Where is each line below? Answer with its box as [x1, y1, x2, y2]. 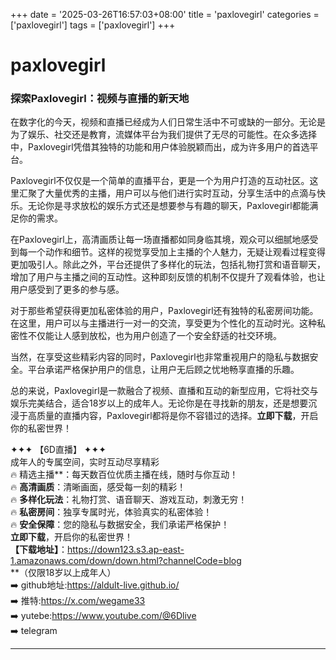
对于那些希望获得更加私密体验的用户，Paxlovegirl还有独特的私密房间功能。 [10, 305, 319, 317]
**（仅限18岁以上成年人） [10, 567, 117, 579]
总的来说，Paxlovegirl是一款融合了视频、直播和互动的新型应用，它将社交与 [10, 385, 319, 397]
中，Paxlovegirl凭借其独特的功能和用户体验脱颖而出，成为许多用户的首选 [10, 141, 310, 153]
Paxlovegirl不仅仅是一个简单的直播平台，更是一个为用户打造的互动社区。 [10, 175, 310, 187]
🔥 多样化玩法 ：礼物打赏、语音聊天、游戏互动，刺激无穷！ [10, 494, 248, 506]
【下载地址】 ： [10, 544, 68, 556]
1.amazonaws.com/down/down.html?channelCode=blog [10, 555, 242, 567]
